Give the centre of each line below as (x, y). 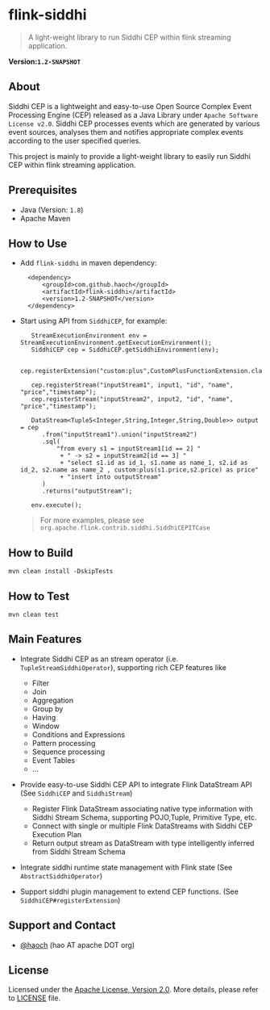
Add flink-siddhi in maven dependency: (88, 263)
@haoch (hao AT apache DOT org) (77, 945)
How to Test (39, 596)
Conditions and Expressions (79, 734)
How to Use (38, 243)
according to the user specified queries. (75, 140)
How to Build (41, 553)
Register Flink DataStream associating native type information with (143, 808)
